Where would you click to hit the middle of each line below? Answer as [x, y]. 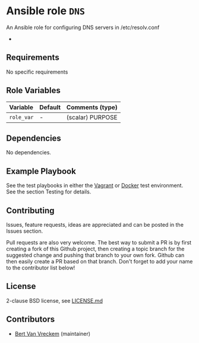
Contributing [30, 210]
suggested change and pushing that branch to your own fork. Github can [95, 255]
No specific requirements [37, 72]
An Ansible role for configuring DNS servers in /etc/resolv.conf [83, 27]
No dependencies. [29, 153]
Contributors [31, 320]
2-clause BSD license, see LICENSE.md [54, 300]
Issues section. [25, 231]
